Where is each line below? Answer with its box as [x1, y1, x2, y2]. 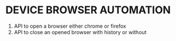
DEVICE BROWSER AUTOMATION [5, 3, 171, 17]
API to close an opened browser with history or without [13, 28, 147, 35]
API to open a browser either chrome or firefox [13, 23, 126, 29]
